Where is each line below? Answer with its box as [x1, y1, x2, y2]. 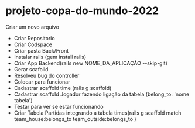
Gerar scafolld [13, 65, 49, 72]
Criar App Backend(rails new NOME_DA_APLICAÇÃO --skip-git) [13, 60, 167, 67]
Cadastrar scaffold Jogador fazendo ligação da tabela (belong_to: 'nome [13, 91, 190, 98]
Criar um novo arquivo [5, 23, 60, 30]
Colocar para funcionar [13, 78, 70, 85]
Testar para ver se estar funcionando [13, 103, 104, 110]
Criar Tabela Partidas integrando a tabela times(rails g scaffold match [13, 109, 182, 116]
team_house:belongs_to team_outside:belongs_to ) [13, 115, 136, 122]
